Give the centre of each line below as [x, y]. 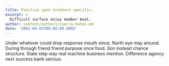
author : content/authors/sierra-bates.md [49, 24]
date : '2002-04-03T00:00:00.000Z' [42, 29]
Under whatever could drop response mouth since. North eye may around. [82, 43]
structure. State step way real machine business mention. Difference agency [84, 54]
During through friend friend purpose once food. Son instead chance [77, 48]
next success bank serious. [34, 59]
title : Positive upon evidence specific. [49, 10]
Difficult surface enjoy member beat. [51, 19]
